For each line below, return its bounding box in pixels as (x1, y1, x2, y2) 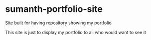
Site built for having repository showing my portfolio (5, 20, 112, 26)
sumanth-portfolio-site (5, 3, 103, 15)
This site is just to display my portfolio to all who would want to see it (5, 29, 146, 35)
